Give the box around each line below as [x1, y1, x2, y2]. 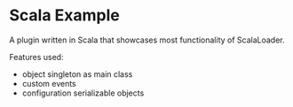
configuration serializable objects [21, 88, 145, 98]
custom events [21, 78, 77, 88]
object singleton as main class [21, 68, 133, 80]
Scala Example [9, 5, 120, 26]
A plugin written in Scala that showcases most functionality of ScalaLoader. [9, 34, 286, 45]
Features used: [9, 51, 64, 62]
